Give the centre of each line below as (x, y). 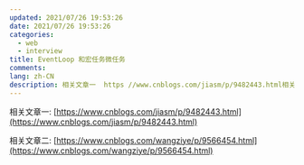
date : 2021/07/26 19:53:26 (60, 26)
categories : (32, 34)
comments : (28, 69)
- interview (40, 51)
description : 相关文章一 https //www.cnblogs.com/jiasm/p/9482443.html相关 (152, 85)
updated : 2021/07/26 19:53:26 (66, 18)
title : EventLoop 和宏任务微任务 (67, 60)
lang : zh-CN (32, 77)
